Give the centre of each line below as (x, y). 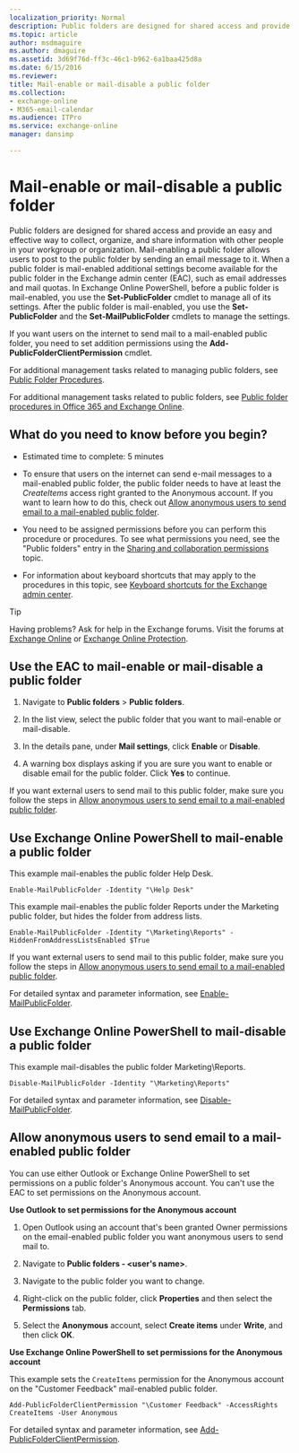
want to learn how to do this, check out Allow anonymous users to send (154, 502)
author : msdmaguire (46, 43)
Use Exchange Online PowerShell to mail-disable (148, 1031)
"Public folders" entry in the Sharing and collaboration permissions (145, 548)
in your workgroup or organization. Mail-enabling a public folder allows (140, 249)
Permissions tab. (54, 1308)
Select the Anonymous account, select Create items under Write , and (153, 1325)
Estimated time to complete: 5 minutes (93, 456)
